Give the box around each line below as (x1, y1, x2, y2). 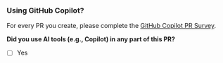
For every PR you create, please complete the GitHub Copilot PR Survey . (6, 22, 216, 30)
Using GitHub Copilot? (6, 6, 84, 15)
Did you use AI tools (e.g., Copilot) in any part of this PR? (6, 35, 175, 43)
